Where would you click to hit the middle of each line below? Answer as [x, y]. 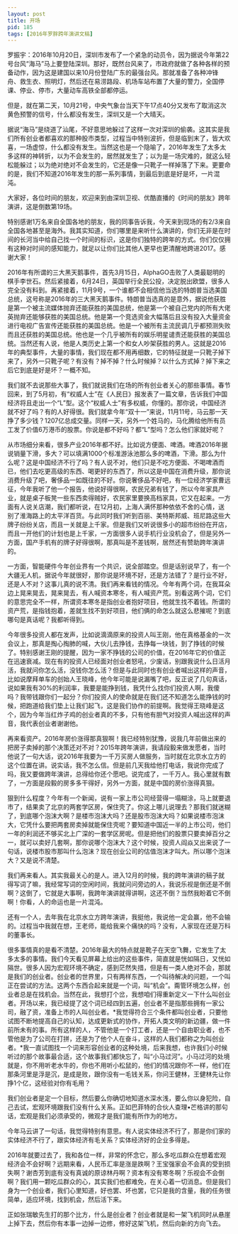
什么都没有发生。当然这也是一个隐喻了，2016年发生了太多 [135, 147]
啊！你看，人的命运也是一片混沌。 [57, 902]
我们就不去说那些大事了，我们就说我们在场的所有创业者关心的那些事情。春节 [119, 385]
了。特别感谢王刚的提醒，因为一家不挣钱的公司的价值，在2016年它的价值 [114, 653]
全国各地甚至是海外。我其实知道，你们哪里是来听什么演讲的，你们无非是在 [116, 231]
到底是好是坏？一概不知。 [57, 370]
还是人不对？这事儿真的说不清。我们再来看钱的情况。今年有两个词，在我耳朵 [119, 584]
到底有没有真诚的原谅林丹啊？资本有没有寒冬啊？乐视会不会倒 [134, 1173]
